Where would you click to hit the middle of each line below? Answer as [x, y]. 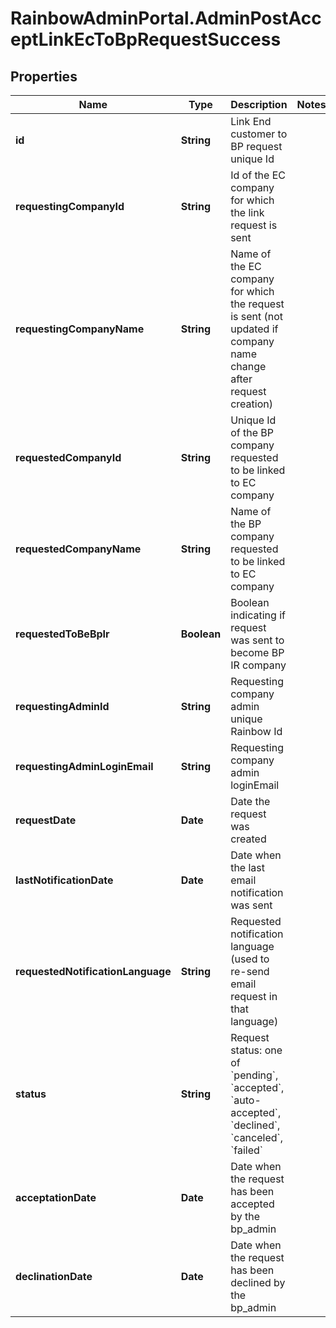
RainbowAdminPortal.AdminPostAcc [166, 18]
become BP [257, 652]
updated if [254, 329]
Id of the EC [258, 175]
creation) [251, 404]
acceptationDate [56, 1197]
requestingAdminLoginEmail [84, 766]
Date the [250, 801]
